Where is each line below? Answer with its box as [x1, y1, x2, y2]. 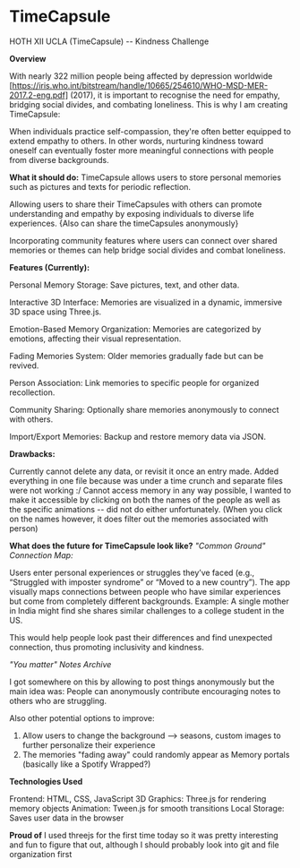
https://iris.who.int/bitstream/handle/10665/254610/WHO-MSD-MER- [12, 80, 269, 90]
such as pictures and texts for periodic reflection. [9, 181, 191, 192]
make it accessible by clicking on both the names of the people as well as [9, 494, 280, 505]
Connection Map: [9, 549, 73, 561]
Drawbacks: [9, 448, 56, 459]
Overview [9, 53, 47, 64]
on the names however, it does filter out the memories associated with [9, 513, 269, 524]
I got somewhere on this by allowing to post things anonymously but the [9, 676, 275, 687]
